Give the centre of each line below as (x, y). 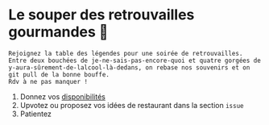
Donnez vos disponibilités (63, 96)
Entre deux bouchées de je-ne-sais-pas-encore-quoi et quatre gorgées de (135, 60)
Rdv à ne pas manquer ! (48, 81)
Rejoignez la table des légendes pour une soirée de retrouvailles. (126, 53)
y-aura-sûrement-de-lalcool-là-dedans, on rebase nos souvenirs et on (129, 67)
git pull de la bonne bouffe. (59, 74)
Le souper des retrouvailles (101, 15)
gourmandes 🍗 (58, 32)
